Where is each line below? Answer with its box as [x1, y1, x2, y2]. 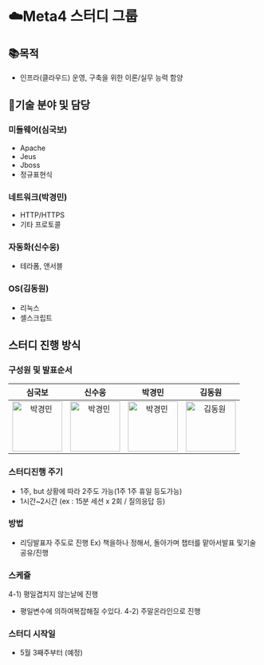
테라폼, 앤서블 [19, 261, 64, 271]
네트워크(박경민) [8, 191, 68, 202]
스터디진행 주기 [8, 467, 64, 478]
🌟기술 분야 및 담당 [8, 98, 90, 112]
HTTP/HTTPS [19, 209, 65, 220]
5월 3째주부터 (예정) [19, 648, 83, 658]
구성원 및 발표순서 [8, 364, 73, 376]
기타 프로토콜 [19, 219, 61, 229]
